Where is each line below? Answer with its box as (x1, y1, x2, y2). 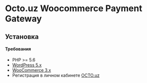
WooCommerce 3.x (12, 67, 51, 73)
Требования (5, 46, 31, 52)
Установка (5, 33, 39, 41)
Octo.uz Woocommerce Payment (5, 3, 143, 14)
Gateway (5, 13, 42, 24)
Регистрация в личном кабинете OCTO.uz (12, 72, 100, 78)
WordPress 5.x (12, 62, 42, 68)
